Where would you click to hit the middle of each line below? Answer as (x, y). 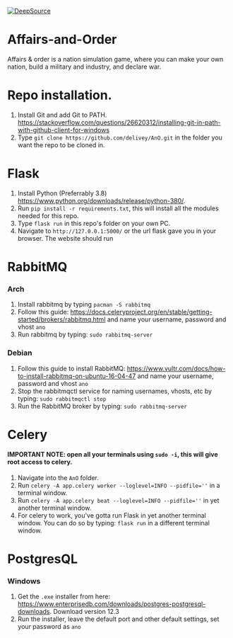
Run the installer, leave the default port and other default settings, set (118, 619)
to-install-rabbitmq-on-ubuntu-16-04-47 (77, 376)
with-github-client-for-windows (64, 130)
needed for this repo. (48, 215)
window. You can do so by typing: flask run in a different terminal (114, 523)
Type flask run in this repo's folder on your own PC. (94, 223)
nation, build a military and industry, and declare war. (84, 67)
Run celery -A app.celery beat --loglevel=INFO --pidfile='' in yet (118, 500)
